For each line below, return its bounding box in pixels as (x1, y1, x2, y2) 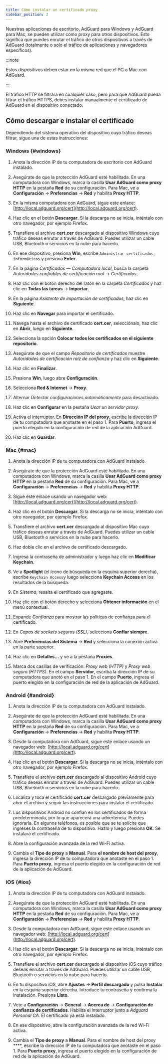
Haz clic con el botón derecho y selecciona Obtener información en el (12, 599, 159, 605)
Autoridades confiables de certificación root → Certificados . (12, 270, 138, 276)
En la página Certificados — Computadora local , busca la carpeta (12, 265, 149, 271)
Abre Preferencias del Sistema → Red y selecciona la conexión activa (12, 638, 158, 644)
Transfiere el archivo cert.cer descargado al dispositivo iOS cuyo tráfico (12, 961, 162, 967)
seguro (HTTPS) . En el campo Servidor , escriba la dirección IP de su (12, 668, 155, 674)
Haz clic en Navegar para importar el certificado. (12, 310, 114, 316)
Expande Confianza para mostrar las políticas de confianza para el (12, 614, 150, 620)
